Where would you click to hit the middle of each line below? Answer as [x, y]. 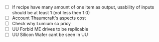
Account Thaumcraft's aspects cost [49, 18]
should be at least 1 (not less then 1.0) [51, 13]
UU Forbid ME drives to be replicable [50, 29]
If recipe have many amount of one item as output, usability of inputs [83, 7]
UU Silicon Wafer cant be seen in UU [50, 35]
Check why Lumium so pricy [41, 24]
